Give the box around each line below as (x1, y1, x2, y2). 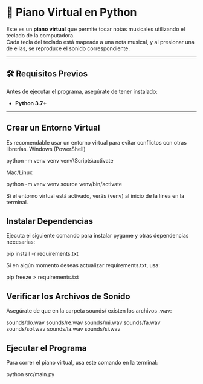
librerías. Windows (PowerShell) (6, 145, 86, 152)
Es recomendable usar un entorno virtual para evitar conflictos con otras (6, 138, 187, 146)
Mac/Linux (6, 169, 33, 176)
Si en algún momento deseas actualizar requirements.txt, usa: (6, 262, 160, 269)
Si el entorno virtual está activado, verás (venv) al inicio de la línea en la (6, 192, 185, 199)
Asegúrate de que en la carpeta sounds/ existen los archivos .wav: (6, 307, 172, 314)
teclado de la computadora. (6, 31, 75, 39)
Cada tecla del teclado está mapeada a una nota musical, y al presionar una (6, 38, 195, 45)
